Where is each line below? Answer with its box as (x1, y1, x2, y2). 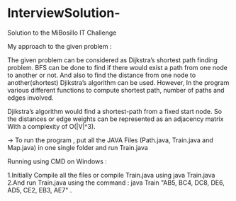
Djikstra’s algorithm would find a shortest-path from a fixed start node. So (7, 107, 222, 115)
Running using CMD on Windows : (7, 157, 108, 166)
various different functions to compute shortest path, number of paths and (7, 86, 225, 94)
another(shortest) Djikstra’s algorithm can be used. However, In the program (7, 78, 230, 86)
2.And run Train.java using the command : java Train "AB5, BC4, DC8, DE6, (7, 178, 225, 187)
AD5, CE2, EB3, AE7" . (7, 185, 72, 194)
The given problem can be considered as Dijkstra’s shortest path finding (7, 55, 218, 64)
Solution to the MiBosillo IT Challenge (7, 28, 117, 37)
